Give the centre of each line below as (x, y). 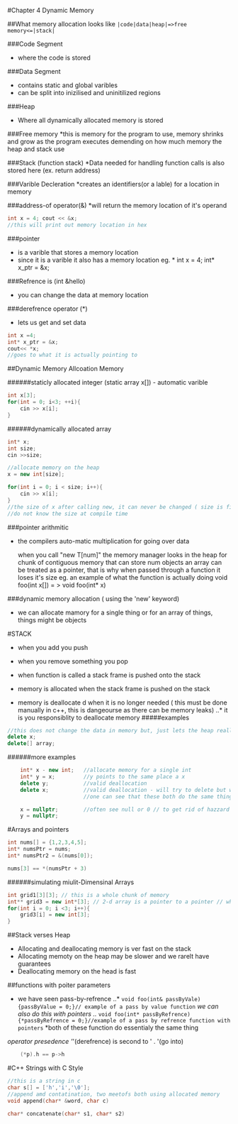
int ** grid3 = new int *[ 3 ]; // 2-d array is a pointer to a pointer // (115, 902)
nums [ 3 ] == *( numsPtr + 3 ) (47, 869)
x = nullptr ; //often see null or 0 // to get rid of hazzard (125, 809)
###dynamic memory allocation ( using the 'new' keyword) (93, 598)
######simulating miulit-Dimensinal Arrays (71, 882)
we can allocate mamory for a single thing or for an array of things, (115, 612)
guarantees (34, 964)
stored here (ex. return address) (54, 170)
